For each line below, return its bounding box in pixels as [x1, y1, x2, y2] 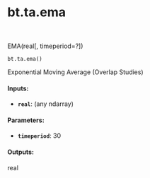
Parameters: [7, 116, 45, 124]
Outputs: [7, 148, 34, 156]
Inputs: [7, 84, 29, 93]
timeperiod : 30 [17, 131, 62, 140]
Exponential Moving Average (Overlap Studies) [7, 68, 144, 76]
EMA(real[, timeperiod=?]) [7, 42, 83, 50]
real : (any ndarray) [17, 100, 74, 108]
